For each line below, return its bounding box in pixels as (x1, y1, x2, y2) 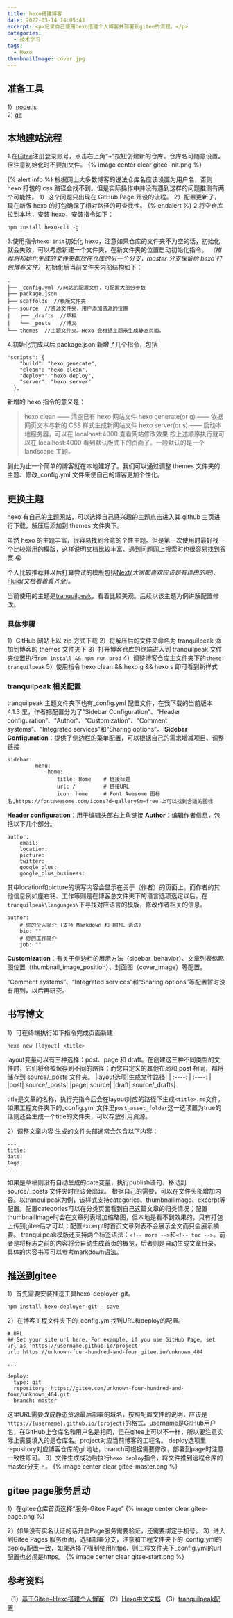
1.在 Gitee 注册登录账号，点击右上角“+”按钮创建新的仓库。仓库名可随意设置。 (7, 152, 224, 160)
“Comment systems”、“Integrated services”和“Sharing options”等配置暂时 (7, 977, 220, 986)
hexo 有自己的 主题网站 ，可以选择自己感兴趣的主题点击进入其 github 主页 (7, 513, 215, 521)
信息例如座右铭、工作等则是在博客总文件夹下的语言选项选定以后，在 (12, 891, 208, 900)
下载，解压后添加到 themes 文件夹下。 (12, 522, 123, 530)
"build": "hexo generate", (19, 361, 98, 368)
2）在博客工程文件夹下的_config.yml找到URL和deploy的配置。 (7, 1316, 185, 1325)
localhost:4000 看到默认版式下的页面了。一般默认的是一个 (37, 438, 205, 447)
